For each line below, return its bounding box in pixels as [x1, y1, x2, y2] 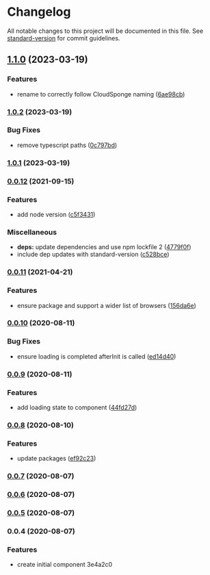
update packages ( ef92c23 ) [16, 455, 96, 463]
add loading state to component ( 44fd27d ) [16, 403, 137, 411]
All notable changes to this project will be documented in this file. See [7, 27, 204, 35]
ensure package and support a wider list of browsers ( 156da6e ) [16, 301, 196, 309]
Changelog [7, 4, 71, 20]
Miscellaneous [7, 227, 57, 237]
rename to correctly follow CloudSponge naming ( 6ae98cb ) [16, 90, 185, 98]
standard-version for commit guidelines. [7, 34, 120, 42]
